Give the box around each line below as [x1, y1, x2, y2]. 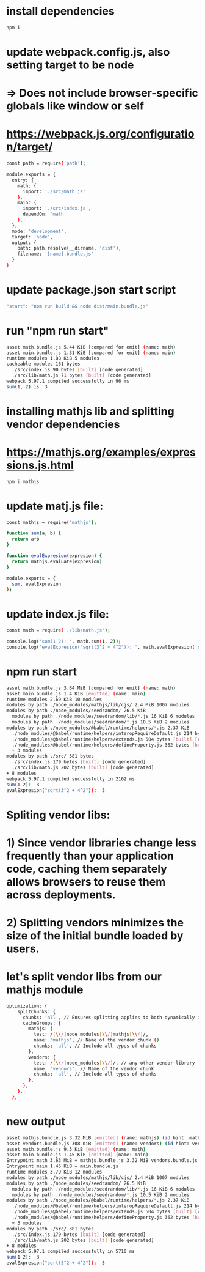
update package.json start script [6, 283, 176, 297]
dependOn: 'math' [22, 211, 67, 218]
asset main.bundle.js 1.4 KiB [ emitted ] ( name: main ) [6, 690, 146, 697]
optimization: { [6, 1003, 48, 1009]
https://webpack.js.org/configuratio [6, 127, 195, 141]
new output [6, 1115, 66, 1128]
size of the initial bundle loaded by [6, 929, 184, 942]
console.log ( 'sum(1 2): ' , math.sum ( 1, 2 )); [6, 638, 121, 645]
